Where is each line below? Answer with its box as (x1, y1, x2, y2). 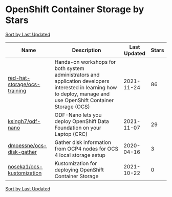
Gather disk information (54, 139, 112, 146)
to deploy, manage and (54, 90, 110, 97)
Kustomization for (54, 160, 97, 167)
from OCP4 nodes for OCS (54, 145, 119, 152)
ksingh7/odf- (8, 117, 41, 125)
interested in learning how (54, 84, 117, 91)
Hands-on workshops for (54, 58, 116, 65)
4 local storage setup (54, 152, 106, 159)
